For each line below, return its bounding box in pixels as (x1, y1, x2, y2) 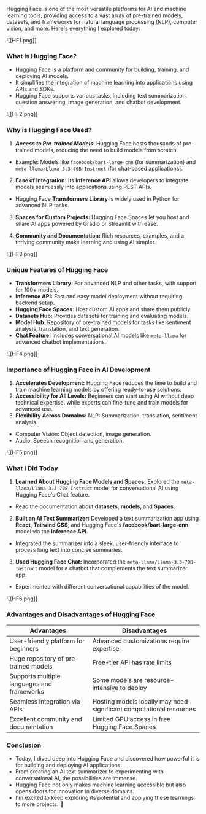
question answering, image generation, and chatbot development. (15, 98, 182, 106)
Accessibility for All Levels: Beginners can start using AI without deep (15, 392, 194, 400)
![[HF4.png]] (6, 350, 38, 357)
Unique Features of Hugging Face (6, 265, 109, 274)
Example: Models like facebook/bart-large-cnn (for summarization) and (15, 158, 196, 165)
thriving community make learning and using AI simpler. (15, 238, 156, 246)
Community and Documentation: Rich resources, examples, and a (15, 231, 185, 239)
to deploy (120, 683, 147, 692)
